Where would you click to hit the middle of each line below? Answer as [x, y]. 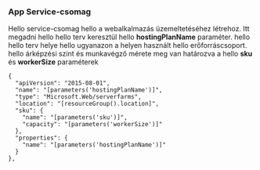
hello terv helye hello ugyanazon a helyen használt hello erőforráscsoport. [128, 45]
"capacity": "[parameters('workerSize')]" [92, 125]
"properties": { [42, 138]
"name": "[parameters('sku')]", [75, 118]
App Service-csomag [50, 12]
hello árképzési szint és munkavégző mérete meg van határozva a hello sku [130, 54]
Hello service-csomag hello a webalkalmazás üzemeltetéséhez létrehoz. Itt [129, 29]
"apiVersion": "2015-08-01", [63, 83]
